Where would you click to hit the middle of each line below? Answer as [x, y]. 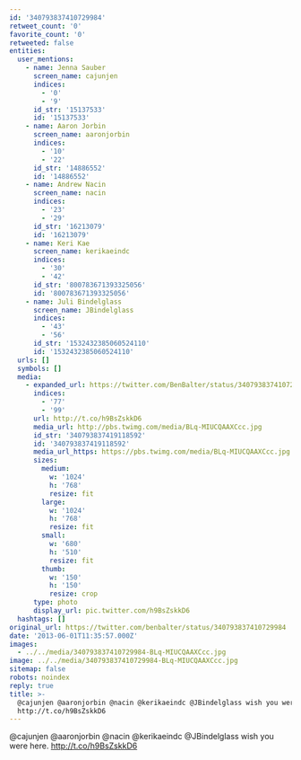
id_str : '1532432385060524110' [91, 343]
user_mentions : [46, 59]
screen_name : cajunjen [75, 76]
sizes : [45, 460]
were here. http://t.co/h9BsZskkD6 [73, 746]
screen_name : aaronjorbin [81, 135]
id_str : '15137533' [69, 110]
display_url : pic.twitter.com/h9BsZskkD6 [112, 611]
